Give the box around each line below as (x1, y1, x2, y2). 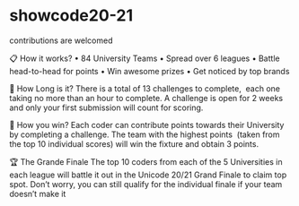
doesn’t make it (9, 188, 66, 199)
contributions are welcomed (9, 35, 114, 46)
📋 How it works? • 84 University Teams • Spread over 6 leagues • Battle (9, 53, 280, 64)
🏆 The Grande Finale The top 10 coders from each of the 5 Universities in (9, 156, 283, 167)
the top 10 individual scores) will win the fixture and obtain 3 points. (9, 138, 259, 149)
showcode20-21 (9, 5, 134, 26)
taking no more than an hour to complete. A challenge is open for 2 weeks (9, 92, 284, 103)
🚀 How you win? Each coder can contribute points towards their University (9, 119, 285, 130)
